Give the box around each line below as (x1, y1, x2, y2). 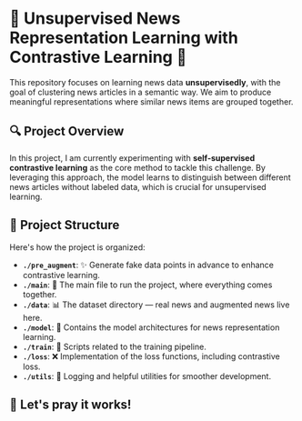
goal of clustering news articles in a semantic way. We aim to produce (9, 86, 272, 97)
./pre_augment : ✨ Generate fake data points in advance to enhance (22, 259, 275, 270)
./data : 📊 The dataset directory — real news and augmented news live (22, 299, 290, 310)
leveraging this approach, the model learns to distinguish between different (9, 172, 291, 183)
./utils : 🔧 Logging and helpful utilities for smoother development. (22, 370, 271, 381)
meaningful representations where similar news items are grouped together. (9, 95, 294, 107)
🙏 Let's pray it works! (9, 396, 132, 412)
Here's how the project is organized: (9, 241, 146, 253)
